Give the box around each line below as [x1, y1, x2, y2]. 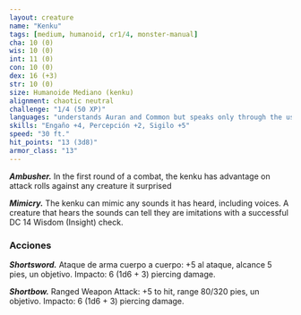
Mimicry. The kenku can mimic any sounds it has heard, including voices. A [9, 198, 289, 209]
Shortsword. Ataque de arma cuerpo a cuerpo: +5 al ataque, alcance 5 [9, 259, 272, 269]
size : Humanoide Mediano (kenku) [9, 88, 134, 97]
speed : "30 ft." [9, 130, 70, 139]
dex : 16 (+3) [9, 72, 58, 81]
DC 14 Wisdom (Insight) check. [9, 217, 124, 227]
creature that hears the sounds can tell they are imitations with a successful [9, 207, 289, 217]
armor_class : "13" [9, 146, 78, 155]
